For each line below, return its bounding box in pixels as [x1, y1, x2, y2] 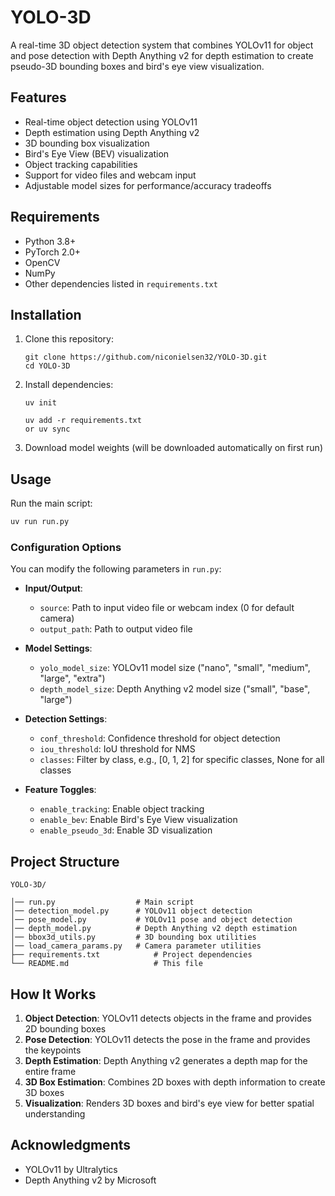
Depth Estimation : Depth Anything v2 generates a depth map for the [24, 1054, 308, 1066]
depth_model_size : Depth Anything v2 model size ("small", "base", [39, 683, 311, 695]
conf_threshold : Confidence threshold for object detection [39, 732, 281, 745]
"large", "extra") [39, 672, 106, 685]
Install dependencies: [24, 379, 114, 391]
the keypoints [24, 1044, 82, 1056]
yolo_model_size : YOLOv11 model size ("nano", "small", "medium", [39, 662, 311, 674]
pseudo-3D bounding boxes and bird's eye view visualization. [10, 60, 265, 72]
